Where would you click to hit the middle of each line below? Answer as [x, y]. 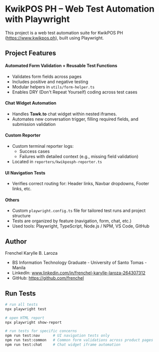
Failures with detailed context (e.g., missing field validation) [79, 156]
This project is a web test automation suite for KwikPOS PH [64, 33]
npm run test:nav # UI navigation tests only [57, 336]
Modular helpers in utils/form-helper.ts [53, 87]
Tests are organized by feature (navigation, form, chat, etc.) [72, 221]
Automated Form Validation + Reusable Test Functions [61, 65]
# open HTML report [25, 318]
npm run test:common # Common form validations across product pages [79, 340]
